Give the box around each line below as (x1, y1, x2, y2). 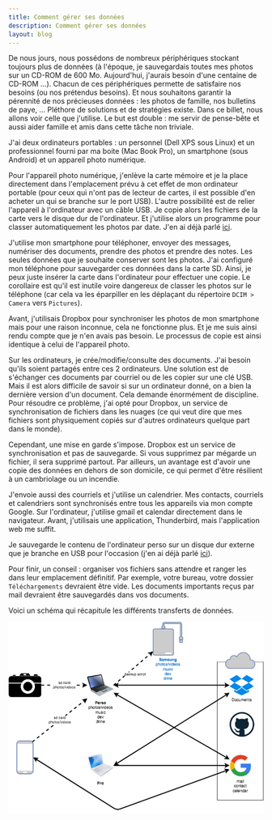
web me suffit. (8, 525, 57, 534)
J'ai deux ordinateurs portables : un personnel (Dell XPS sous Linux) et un (8, 138, 255, 147)
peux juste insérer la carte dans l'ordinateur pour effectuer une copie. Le (8, 272, 251, 283)
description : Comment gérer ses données (8, 21, 147, 30)
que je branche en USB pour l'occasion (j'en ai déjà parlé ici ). (8, 549, 213, 559)
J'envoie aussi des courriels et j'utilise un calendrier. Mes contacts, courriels (8, 490, 264, 499)
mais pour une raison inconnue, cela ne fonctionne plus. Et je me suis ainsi (8, 322, 257, 332)
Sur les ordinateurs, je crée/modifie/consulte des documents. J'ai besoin (8, 355, 251, 365)
